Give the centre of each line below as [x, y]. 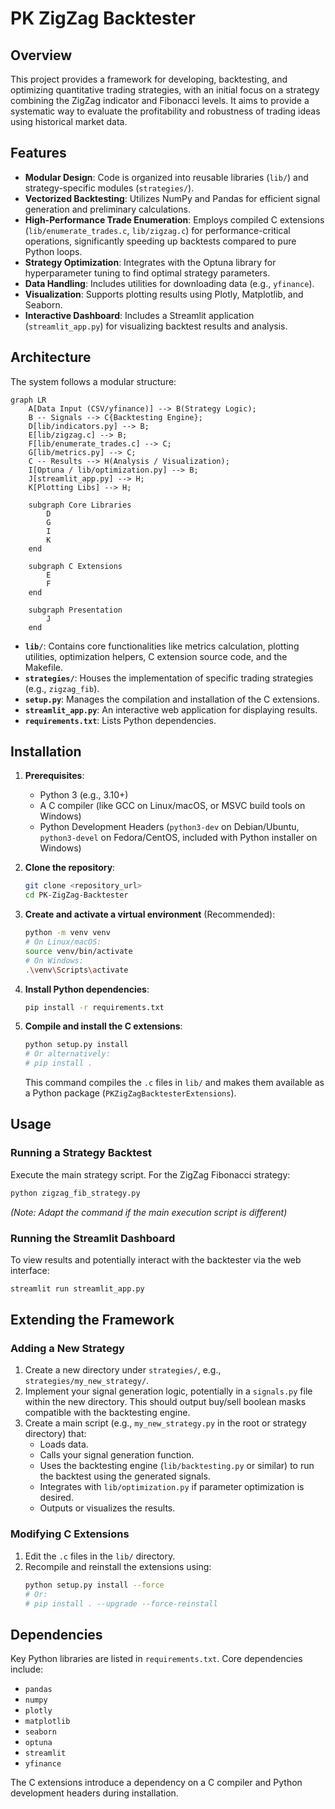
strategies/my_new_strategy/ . [87, 1381]
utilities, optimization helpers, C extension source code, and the [156, 656]
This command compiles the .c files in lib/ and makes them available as [174, 1083]
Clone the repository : [70, 868]
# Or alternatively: [67, 1054]
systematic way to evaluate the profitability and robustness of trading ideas [165, 111]
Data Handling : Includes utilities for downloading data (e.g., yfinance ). [169, 283]
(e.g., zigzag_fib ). [62, 688]
